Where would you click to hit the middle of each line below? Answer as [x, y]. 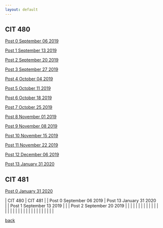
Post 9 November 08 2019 [31, 126]
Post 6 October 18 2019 [28, 98]
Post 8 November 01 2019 [31, 117]
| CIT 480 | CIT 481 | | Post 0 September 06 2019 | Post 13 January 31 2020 [81, 201]
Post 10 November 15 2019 [32, 136]
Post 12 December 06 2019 [32, 155]
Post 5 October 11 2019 [28, 88]
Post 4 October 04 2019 [29, 79]
